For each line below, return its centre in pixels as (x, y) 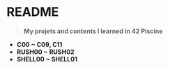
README (33, 12)
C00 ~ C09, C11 (39, 44)
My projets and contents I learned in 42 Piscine (93, 31)
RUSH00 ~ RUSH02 (45, 52)
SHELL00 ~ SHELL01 (47, 59)
